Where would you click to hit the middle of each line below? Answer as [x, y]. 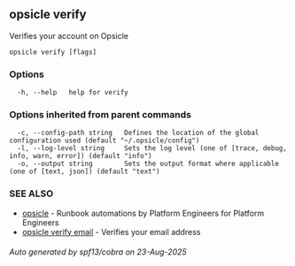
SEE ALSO [31, 194]
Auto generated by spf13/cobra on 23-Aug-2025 [98, 252]
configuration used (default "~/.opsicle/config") [105, 141]
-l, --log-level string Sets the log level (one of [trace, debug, [152, 148]
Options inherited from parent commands [101, 115]
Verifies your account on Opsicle [69, 35]
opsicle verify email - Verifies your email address [111, 232]
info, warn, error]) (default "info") [81, 156]
